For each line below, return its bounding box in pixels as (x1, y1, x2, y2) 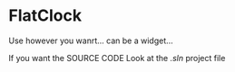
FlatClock (8, 5, 83, 26)
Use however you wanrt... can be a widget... (8, 35, 173, 46)
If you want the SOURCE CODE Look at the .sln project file (8, 52, 226, 63)
